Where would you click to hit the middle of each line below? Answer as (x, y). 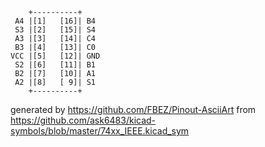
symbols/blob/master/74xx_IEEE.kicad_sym (100, 131)
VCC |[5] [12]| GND (55, 56)
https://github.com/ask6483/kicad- (83, 120)
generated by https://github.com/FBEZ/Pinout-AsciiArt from (133, 109)
